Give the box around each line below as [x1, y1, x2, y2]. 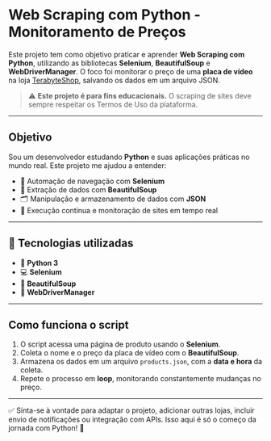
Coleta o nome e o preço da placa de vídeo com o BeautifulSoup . [19, 348, 240, 358]
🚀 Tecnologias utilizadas [8, 237, 134, 250]
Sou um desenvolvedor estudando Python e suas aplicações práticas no [8, 152, 250, 162]
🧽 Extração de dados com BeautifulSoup [19, 184, 157, 195]
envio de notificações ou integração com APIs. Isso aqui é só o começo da [8, 414, 256, 425]
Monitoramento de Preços [8, 23, 186, 41]
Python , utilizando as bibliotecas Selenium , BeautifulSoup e [8, 58, 211, 68]
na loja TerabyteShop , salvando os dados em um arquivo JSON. [8, 75, 220, 85]
